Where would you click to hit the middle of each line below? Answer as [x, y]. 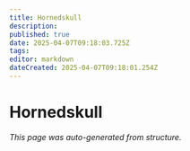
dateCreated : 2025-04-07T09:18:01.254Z [84, 68]
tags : [19, 51]
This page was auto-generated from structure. [95, 137]
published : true [39, 34]
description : [34, 26]
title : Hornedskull [46, 18]
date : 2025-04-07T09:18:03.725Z [69, 43]
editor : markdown [42, 59]
